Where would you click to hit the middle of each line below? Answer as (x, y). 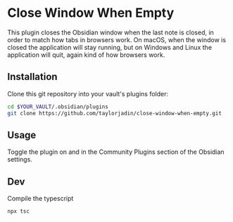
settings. (20, 159)
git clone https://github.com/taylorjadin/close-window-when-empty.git (114, 113)
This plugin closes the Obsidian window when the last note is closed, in (111, 32)
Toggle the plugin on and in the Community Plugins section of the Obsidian (116, 152)
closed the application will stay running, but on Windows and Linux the (110, 47)
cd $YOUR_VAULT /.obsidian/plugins (58, 107)
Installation (32, 77)
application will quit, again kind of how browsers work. (86, 55)
